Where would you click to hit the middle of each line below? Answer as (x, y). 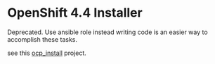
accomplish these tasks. (42, 39)
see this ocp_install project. (47, 53)
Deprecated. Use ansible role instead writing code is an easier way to (108, 32)
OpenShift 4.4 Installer (75, 13)
